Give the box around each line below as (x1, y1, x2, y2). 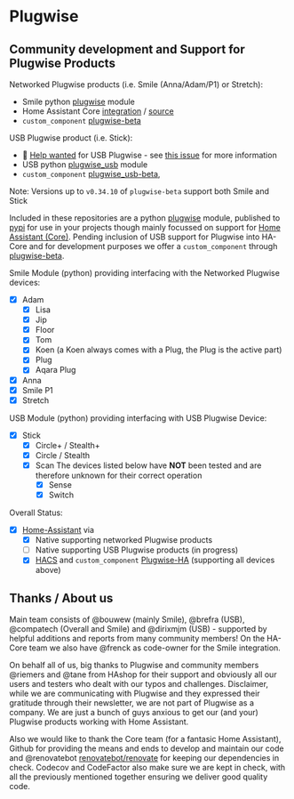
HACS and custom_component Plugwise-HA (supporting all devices (35, 554, 275, 566)
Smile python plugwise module (21, 96, 135, 107)
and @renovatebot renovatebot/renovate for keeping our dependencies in (9, 753, 280, 763)
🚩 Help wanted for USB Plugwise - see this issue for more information (21, 149, 277, 160)
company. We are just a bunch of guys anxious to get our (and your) (9, 707, 259, 718)
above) (35, 565, 61, 576)
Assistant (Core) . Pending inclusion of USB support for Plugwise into (9, 231, 260, 242)
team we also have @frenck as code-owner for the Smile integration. (28, 642, 282, 653)
